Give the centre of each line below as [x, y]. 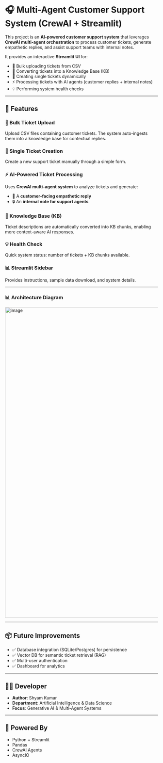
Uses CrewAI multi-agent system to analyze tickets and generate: [72, 187]
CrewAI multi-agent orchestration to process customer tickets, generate [78, 42]
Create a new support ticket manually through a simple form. [65, 162]
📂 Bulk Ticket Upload [30, 123]
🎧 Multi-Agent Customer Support [75, 10]
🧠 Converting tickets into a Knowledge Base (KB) [61, 71]
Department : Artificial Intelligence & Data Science [62, 703]
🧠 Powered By [26, 728]
